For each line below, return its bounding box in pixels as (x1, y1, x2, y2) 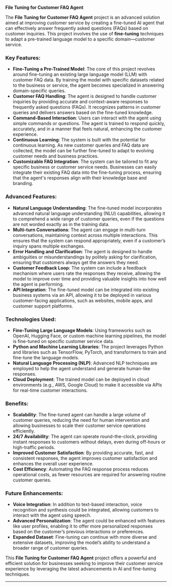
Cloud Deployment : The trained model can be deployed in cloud (12, 376, 149, 382)
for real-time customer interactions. (12, 387, 88, 393)
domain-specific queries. (12, 88, 66, 94)
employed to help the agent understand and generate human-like (12, 365, 150, 371)
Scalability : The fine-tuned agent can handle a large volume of (12, 412, 146, 418)
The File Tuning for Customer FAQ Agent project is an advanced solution (5, 14, 160, 20)
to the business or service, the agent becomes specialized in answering (12, 82, 165, 89)
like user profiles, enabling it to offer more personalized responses (12, 523, 153, 530)
